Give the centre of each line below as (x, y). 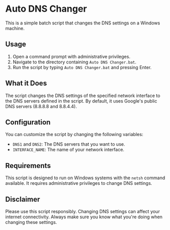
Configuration (28, 122)
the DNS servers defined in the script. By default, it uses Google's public (81, 101)
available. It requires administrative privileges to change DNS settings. (79, 183)
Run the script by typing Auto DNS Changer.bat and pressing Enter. (82, 67)
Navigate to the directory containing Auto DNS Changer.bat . (74, 62)
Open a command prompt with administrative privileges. (72, 56)
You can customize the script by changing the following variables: (74, 135)
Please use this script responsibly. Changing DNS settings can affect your (83, 211)
